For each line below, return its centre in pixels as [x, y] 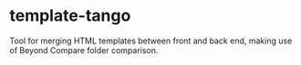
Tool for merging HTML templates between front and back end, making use [151, 41]
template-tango [70, 16]
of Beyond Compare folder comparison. [84, 50]
